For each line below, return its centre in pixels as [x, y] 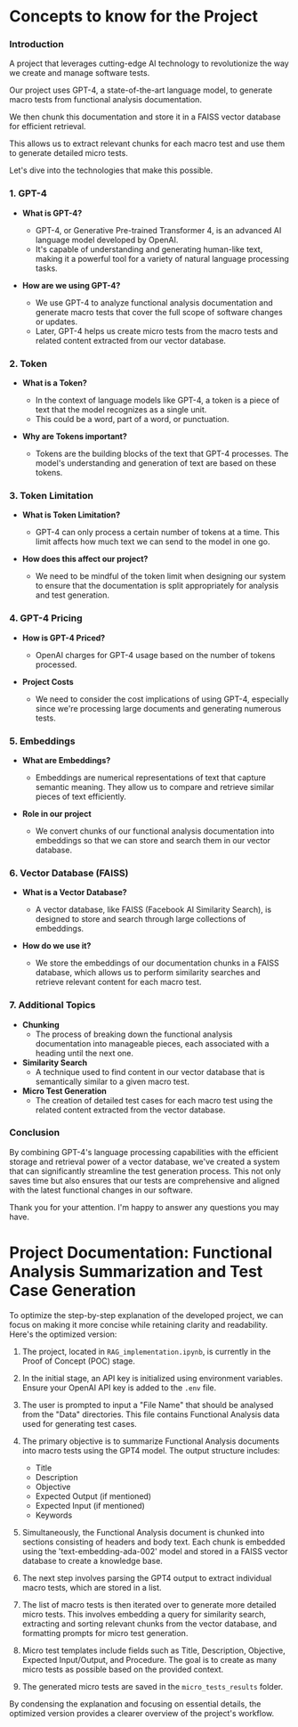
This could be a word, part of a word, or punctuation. [132, 420]
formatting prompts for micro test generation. [105, 1633]
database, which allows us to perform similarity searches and [148, 973]
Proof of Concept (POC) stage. [79, 1361]
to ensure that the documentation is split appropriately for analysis [157, 586]
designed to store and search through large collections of [141, 919]
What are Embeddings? [66, 760]
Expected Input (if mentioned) [90, 1505]
